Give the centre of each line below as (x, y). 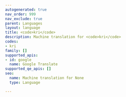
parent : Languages (24, 23)
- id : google (18, 60)
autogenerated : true (26, 10)
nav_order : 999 (21, 14)
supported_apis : (21, 55)
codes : (12, 42)
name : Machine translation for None (47, 78)
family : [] (16, 50)
